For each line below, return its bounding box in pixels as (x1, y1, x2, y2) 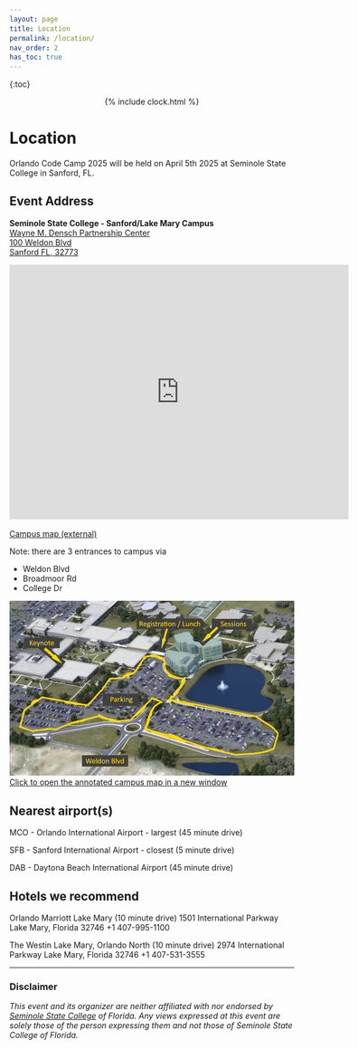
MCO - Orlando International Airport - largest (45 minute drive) (9, 827, 243, 838)
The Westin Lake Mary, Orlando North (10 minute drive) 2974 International (9, 939, 285, 950)
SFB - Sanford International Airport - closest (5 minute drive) (9, 844, 235, 855)
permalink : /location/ (9, 33, 95, 43)
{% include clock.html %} (104, 96, 200, 108)
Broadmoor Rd (22, 573, 77, 584)
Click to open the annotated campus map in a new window (9, 777, 228, 787)
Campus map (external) (9, 528, 98, 539)
